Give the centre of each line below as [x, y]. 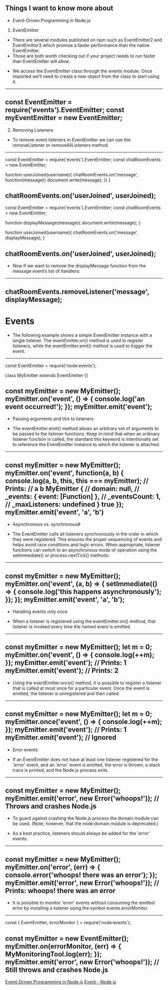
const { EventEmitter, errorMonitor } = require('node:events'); [68, 923]
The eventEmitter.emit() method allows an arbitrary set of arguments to [85, 429]
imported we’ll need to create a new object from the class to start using [86, 76]
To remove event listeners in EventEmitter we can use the [71, 140]
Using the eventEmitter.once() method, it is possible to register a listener [87, 682]
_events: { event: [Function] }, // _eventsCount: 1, [83, 496]
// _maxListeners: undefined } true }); [64, 504]
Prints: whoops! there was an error [60, 891]
